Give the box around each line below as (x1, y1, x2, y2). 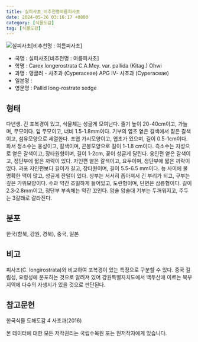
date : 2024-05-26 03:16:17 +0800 (6, 14, 89, 20)
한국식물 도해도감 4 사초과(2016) (6, 317, 82, 324)
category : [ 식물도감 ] (6, 20, 54, 25)
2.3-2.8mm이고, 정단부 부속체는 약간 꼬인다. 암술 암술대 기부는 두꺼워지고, (6, 187, 178, 194)
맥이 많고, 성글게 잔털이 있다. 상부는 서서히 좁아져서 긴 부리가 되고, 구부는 (21, 172, 190, 180)
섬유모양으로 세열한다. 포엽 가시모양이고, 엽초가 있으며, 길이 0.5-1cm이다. (18, 135, 188, 142)
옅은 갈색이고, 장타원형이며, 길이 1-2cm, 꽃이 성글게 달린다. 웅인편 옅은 (12, 150, 176, 157)
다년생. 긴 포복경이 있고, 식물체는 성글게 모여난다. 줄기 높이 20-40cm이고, (6, 120, 177, 127)
